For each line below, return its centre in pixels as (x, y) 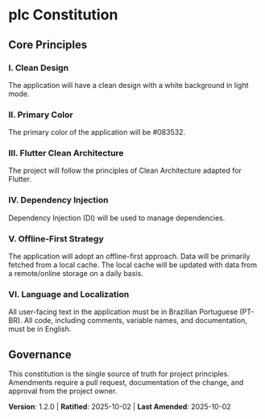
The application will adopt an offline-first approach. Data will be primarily (129, 257)
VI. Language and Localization (69, 294)
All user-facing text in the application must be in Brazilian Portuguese (123, 312)
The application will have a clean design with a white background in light (128, 85)
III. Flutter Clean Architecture (66, 153)
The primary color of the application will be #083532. (97, 132)
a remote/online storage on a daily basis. (76, 274)
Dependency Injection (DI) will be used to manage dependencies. (117, 218)
